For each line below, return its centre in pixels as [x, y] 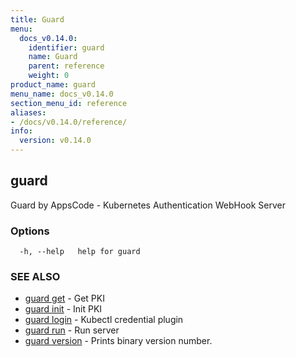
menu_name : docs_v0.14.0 [62, 94]
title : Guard [37, 19]
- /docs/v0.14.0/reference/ [69, 122]
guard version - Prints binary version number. [118, 341]
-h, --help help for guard [80, 252]
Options [30, 231]
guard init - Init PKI [63, 309]
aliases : [28, 112]
